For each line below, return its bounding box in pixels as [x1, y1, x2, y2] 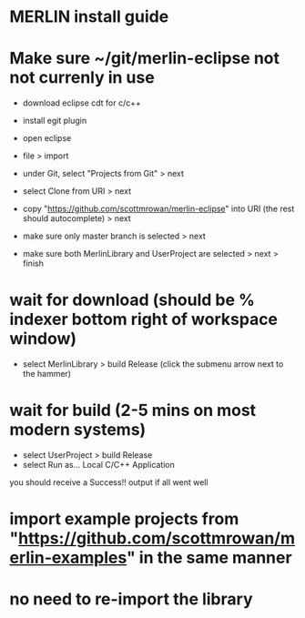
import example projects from [9, 509, 239, 530]
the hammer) [22, 369, 71, 380]
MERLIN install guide [9, 6, 169, 27]
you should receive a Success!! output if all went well [9, 477, 208, 488]
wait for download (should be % [9, 289, 255, 310]
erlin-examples [9, 548, 127, 568]
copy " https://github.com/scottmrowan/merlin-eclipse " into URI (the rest [22, 203, 295, 215]
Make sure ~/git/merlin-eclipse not [9, 48, 280, 69]
